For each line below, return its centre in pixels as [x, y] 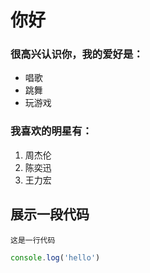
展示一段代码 [50, 214]
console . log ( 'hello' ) [55, 257]
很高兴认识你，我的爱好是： [77, 54]
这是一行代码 [33, 240]
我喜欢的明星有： [51, 131]
